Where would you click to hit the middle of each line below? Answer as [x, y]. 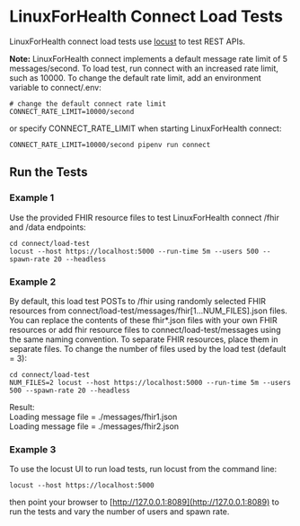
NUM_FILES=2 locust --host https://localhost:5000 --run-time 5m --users [150, 382]
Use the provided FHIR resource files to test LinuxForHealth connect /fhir [145, 217]
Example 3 [33, 449]
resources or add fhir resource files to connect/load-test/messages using [145, 329]
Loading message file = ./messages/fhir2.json [94, 426]
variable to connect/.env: [55, 87]
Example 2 [33, 282]
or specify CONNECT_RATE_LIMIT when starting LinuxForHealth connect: [146, 128]
